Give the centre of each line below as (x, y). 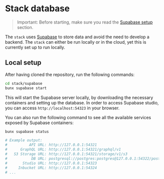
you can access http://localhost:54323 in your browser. (62, 108)
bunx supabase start (26, 88)
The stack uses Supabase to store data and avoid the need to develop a (77, 37)
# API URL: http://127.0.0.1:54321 (51, 145)
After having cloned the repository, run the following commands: (70, 75)
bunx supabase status (27, 131)
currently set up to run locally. (35, 47)
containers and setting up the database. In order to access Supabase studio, (82, 102)
